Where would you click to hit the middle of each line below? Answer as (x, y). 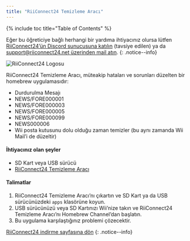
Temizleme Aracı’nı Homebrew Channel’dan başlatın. (78, 215)
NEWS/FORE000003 (40, 105)
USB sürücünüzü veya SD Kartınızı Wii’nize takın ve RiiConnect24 (94, 208)
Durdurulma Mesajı (37, 92)
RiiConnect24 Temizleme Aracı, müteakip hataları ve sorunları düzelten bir (96, 75)
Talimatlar (18, 182)
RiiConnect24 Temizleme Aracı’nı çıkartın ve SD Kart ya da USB (91, 196)
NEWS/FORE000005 (40, 111)
